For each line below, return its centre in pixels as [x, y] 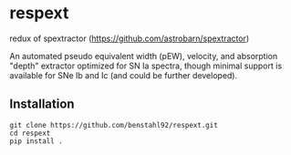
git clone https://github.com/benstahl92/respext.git [114, 125]
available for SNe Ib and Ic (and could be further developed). [124, 75]
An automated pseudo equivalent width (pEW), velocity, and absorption [144, 56]
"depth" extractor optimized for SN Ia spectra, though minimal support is [146, 66]
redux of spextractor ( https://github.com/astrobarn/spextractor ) [129, 38]
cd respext [30, 133]
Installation [42, 104]
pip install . [36, 141]
